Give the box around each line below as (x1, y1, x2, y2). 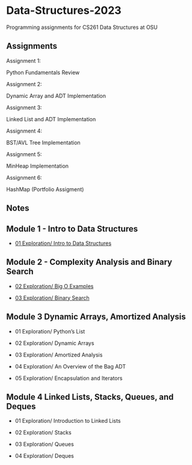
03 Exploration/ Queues (14, 441, 74, 448)
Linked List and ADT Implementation (6, 115, 96, 122)
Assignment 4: (6, 127, 42, 134)
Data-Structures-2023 (6, 4, 122, 17)
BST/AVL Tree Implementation (6, 139, 81, 146)
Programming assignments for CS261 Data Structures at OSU (6, 24, 158, 31)
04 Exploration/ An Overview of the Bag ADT (14, 362, 126, 370)
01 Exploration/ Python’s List (14, 327, 85, 335)
